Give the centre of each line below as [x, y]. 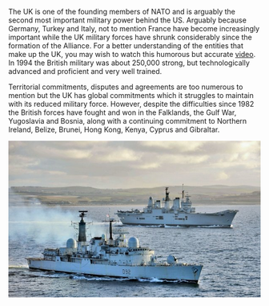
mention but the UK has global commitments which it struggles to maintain [131, 95]
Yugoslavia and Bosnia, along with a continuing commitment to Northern [128, 121]
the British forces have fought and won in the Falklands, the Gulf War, [122, 112]
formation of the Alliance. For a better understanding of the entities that [126, 46]
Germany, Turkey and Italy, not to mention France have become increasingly [134, 29]
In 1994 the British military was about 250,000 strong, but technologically [129, 63]
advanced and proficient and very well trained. [85, 71]
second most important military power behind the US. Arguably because [127, 20]
